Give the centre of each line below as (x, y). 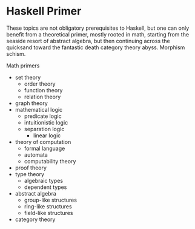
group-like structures (51, 200)
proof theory (31, 168)
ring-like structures (48, 206)
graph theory (31, 103)
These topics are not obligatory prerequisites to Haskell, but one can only (98, 28)
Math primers (23, 66)
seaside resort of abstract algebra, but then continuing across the (88, 41)
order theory (40, 84)
